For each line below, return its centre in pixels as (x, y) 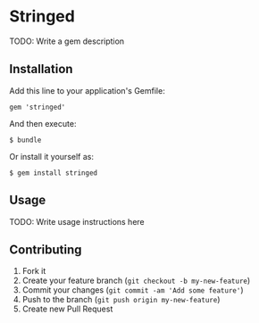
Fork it (34, 271)
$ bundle (25, 140)
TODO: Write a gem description (67, 41)
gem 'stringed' (38, 107)
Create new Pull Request (67, 309)
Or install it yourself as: (51, 156)
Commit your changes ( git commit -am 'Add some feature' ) (133, 290)
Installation (41, 69)
